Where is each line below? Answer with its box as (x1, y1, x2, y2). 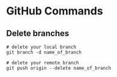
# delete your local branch (6, 44, 77, 50)
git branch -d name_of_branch (6, 49, 82, 55)
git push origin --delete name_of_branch (6, 65, 112, 71)
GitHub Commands (6, 4, 103, 18)
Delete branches (6, 28, 70, 38)
